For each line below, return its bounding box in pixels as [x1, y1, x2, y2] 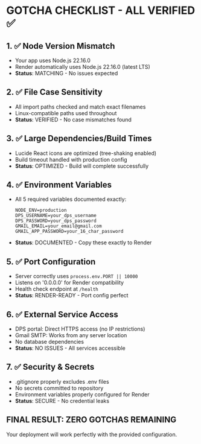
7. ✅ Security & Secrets [6, 362, 95, 372]
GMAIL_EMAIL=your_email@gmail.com [14, 223, 102, 229]
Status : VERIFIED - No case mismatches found [14, 116, 132, 123]
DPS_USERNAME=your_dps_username [14, 212, 97, 219]
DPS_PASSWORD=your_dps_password [14, 218, 97, 224]
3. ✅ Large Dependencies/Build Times [6, 133, 152, 144]
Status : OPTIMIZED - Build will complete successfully [14, 162, 149, 170]
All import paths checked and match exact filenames [14, 103, 146, 110]
